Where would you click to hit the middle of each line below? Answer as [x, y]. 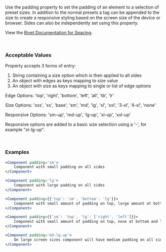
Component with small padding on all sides [60, 167]
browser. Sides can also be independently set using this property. [72, 23]
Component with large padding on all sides [60, 186]
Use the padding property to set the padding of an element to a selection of [82, 7]
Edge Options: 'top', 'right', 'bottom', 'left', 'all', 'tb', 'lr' [60, 96]
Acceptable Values [28, 55]
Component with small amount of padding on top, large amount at [83, 203]
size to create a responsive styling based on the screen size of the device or [83, 18]
